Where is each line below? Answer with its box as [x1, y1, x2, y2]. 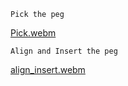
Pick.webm [10, 27, 57, 39]
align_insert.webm [10, 64, 86, 75]
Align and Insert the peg [10, 46, 118, 56]
